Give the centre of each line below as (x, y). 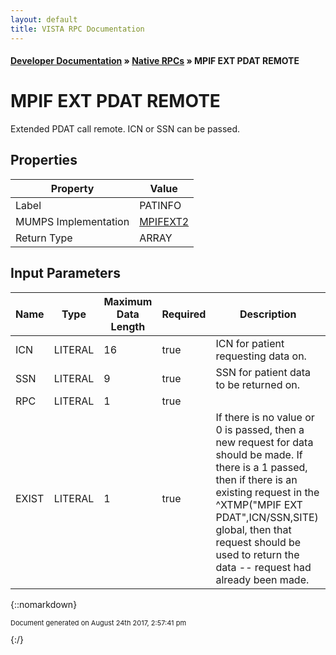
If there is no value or (265, 417)
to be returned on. (258, 384)
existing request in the (267, 492)
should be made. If (259, 454)
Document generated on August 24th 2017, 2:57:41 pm (98, 622)
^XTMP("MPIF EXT (259, 504)
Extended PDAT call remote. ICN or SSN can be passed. (125, 129)
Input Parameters (65, 273)
